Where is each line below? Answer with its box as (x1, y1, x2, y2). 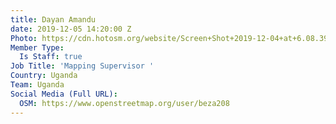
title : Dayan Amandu (10, 14, 97, 25)
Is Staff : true (19, 52, 83, 62)
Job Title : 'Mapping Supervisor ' (10, 61, 155, 71)
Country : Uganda (10, 71, 78, 81)
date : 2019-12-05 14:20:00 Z (10, 24, 132, 34)
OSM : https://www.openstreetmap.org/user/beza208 (19, 98, 230, 108)
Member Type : (10, 42, 65, 53)
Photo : (10, 33, 38, 43)
